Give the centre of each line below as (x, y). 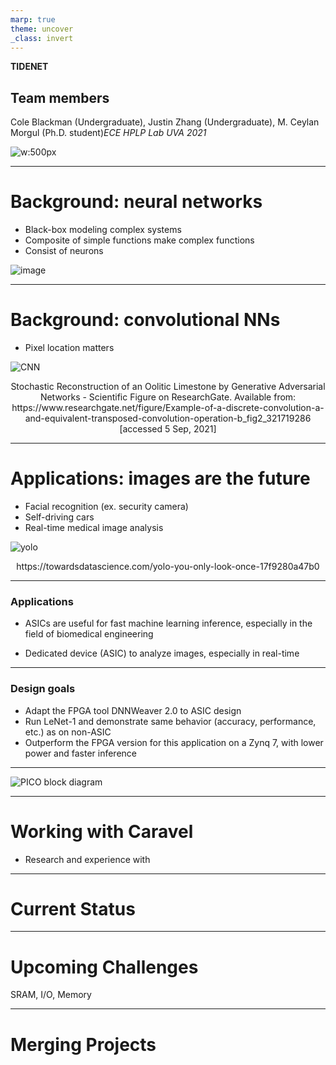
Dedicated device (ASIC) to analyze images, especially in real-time (162, 653)
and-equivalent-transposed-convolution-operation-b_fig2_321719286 (168, 418)
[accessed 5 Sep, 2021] (168, 429)
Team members (60, 97)
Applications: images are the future (160, 478)
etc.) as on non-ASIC (68, 732)
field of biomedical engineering (89, 634)
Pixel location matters (69, 348)
